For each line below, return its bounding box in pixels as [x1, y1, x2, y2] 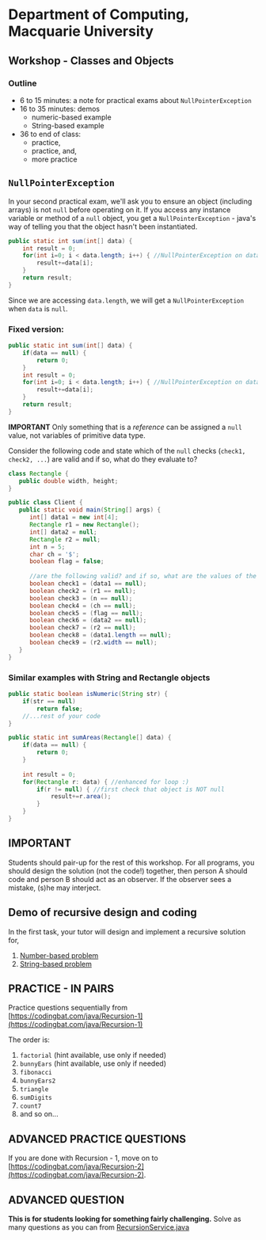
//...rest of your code [22, 712, 101, 720]
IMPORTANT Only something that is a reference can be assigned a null [8, 422, 243, 432]
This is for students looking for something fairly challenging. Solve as [8, 1214, 241, 1223]
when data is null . [8, 303, 69, 314]
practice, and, [31, 146, 78, 155]
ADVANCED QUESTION [8, 1193, 125, 1207]
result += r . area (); [50, 793, 112, 801]
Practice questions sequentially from [8, 1003, 128, 1013]
